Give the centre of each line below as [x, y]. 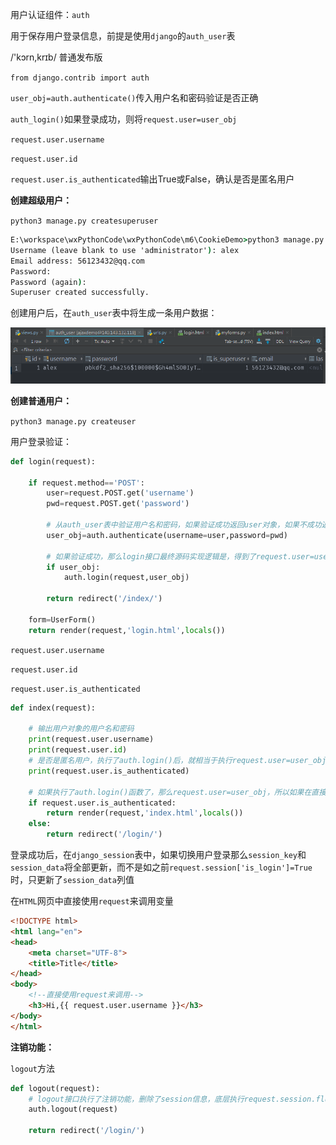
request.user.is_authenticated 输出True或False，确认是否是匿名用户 [152, 179]
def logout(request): [55, 1088]
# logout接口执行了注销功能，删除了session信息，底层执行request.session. [172, 1099]
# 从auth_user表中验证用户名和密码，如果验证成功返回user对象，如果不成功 [184, 525]
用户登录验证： [41, 441]
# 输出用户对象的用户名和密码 [81, 729]
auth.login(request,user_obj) [126, 578]
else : [40, 824]
